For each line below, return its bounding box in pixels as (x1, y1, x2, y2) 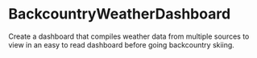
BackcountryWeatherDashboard (8, 5, 231, 23)
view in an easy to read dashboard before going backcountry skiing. (8, 39, 235, 49)
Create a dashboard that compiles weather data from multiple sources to (8, 31, 250, 41)
